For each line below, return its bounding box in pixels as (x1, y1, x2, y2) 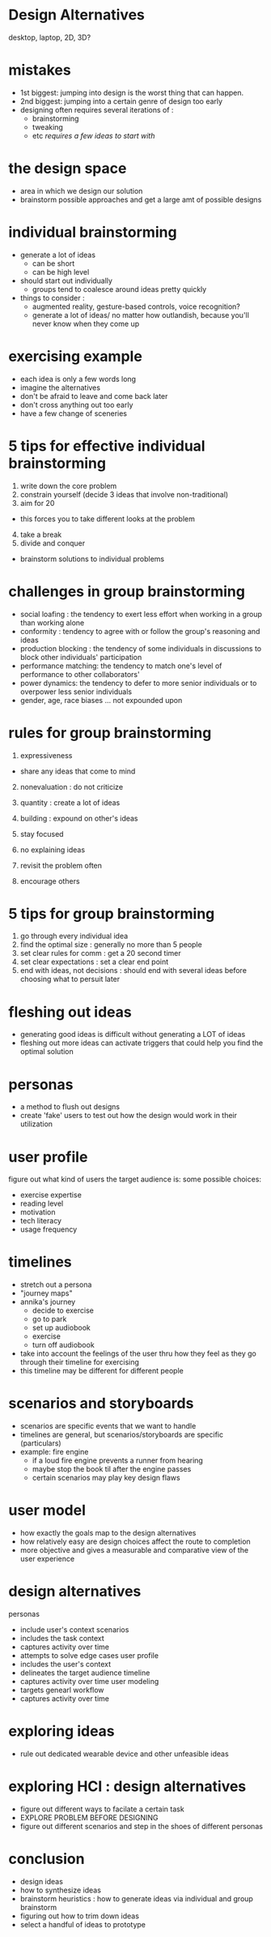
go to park (32, 1314, 67, 1324)
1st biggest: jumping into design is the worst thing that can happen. (19, 88, 244, 97)
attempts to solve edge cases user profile (19, 1651, 159, 1660)
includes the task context (19, 1634, 105, 1643)
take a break (19, 529, 62, 539)
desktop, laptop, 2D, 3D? (8, 32, 91, 42)
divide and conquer (19, 538, 86, 548)
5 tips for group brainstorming (8, 904, 215, 923)
